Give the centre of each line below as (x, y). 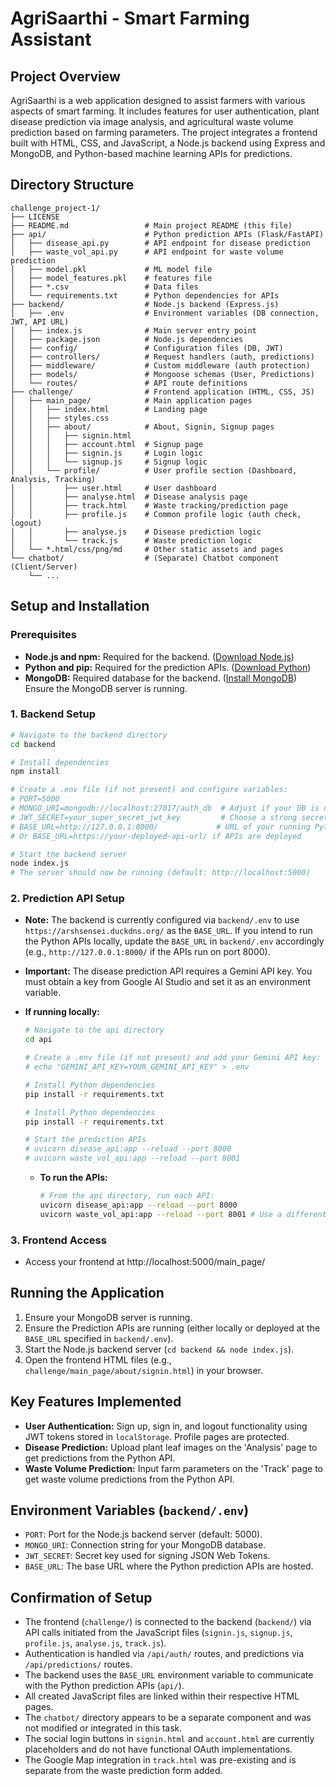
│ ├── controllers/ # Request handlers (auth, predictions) (162, 357)
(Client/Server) (44, 567)
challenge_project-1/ (55, 208)
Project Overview (65, 76)
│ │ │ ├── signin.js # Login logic (106, 453)
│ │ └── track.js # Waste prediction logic (131, 540)
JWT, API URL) (40, 322)
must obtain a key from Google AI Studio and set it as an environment (168, 982)
